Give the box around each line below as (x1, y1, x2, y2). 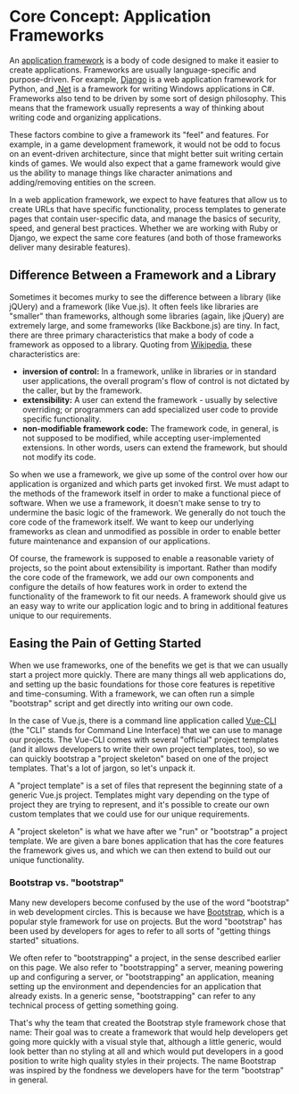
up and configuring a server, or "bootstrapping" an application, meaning (9, 971, 275, 982)
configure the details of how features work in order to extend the (9, 581, 247, 592)
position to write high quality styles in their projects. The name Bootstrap (9, 1055, 277, 1066)
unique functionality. (9, 854, 85, 865)
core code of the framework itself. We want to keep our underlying (9, 517, 254, 527)
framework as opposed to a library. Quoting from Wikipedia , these (9, 338, 253, 350)
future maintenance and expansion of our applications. (9, 535, 211, 546)
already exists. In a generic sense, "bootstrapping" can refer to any (9, 990, 256, 1001)
